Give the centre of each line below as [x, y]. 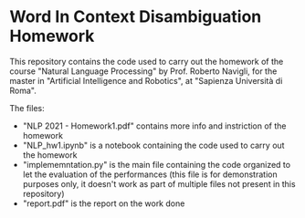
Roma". [23, 90]
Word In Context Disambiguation [136, 17]
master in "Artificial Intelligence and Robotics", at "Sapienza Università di [146, 80]
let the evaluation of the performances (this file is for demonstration [150, 174]
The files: [27, 108]
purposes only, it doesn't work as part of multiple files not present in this [159, 183]
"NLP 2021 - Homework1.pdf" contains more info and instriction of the [154, 126]
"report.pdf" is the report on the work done [104, 203]
